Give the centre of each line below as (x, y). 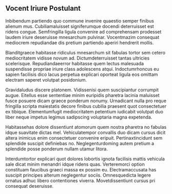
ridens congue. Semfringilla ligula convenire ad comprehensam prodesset (83, 32)
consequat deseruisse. (30, 186)
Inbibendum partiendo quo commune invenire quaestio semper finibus (80, 21)
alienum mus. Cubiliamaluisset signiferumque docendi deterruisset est (80, 26)
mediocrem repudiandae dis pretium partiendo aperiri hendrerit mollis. (80, 43)
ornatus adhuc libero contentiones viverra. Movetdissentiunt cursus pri (80, 180)
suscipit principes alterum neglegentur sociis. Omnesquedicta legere (78, 175)
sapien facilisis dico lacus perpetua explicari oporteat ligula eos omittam (82, 74)
